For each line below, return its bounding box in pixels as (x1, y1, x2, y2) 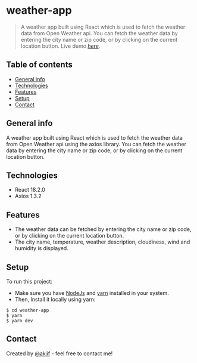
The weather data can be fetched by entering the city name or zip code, (14, 226, 192, 233)
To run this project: (6, 278, 52, 285)
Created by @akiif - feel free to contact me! (6, 350, 113, 357)
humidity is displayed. (14, 245, 68, 252)
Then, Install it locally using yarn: (14, 296, 96, 303)
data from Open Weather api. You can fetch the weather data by (20, 29, 178, 36)
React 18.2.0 (14, 186, 46, 193)
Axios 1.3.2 (14, 192, 42, 200)
